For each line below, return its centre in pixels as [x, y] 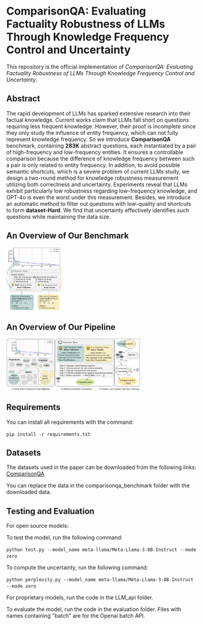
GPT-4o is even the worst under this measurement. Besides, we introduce [98, 197]
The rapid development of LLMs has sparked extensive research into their [98, 113]
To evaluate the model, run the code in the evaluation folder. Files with [94, 609]
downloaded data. [29, 492]
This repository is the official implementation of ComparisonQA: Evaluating [100, 67]
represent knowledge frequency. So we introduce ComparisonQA [88, 139]
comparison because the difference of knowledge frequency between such [101, 159]
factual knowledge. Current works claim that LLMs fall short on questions [98, 120]
